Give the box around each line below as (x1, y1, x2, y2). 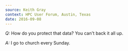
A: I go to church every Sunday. (5, 40, 70, 46)
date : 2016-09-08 (5, 16, 42, 21)
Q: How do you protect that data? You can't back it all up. (5, 30, 123, 36)
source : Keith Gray (5, 7, 46, 12)
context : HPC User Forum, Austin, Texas (5, 12, 91, 17)
